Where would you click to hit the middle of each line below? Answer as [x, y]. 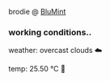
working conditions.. [50, 32]
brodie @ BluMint [37, 12]
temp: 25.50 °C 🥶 [37, 69]
